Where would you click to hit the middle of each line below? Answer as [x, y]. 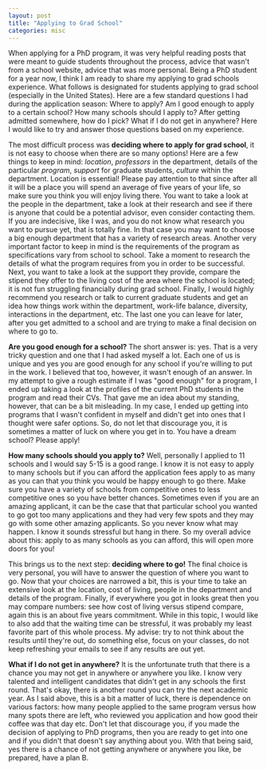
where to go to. [33, 331]
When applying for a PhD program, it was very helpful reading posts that [127, 53]
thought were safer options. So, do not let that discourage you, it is [118, 423]
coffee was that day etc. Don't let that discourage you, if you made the [124, 724]
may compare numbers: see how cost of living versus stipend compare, [126, 606]
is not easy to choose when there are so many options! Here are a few [124, 153]
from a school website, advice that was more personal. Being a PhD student [133, 70]
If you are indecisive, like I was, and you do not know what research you [126, 221]
